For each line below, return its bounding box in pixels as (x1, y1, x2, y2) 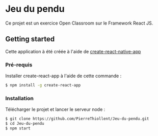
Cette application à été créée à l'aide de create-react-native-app (5, 48, 141, 54)
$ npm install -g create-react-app (5, 83, 81, 88)
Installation (5, 95, 34, 102)
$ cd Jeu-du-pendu (5, 121, 44, 126)
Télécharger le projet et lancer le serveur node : (5, 106, 106, 112)
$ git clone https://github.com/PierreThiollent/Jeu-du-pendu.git (5, 116, 149, 122)
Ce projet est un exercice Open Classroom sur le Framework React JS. (5, 20, 153, 26)
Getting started (5, 35, 55, 43)
